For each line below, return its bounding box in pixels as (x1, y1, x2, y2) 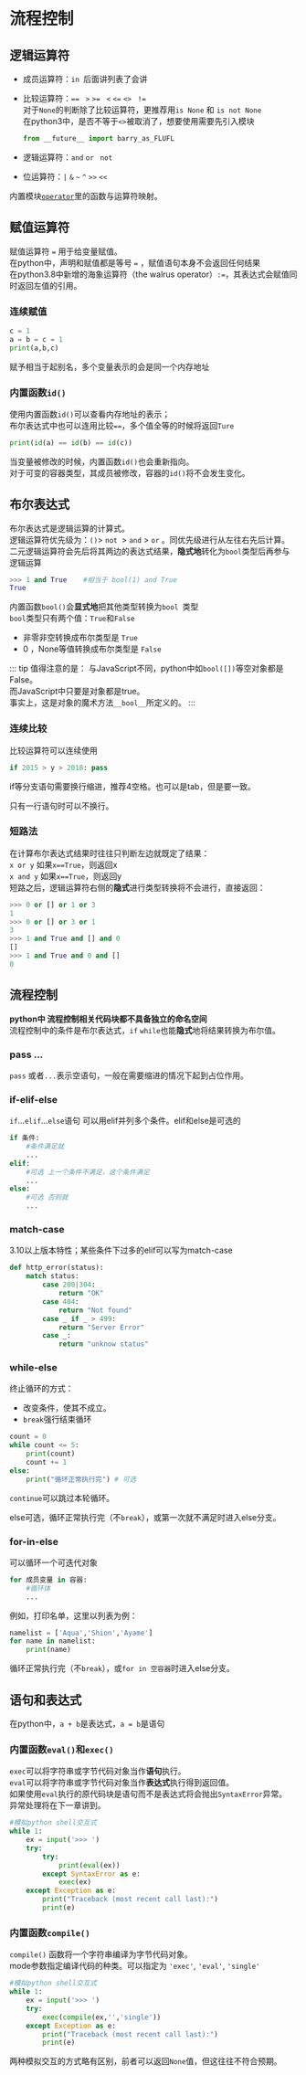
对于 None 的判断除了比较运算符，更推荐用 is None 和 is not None (22, 104, 262, 115)
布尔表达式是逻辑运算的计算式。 (9, 523, 130, 534)
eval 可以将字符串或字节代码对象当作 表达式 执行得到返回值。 (9, 1777, 235, 1788)
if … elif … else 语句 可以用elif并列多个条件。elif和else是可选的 (9, 1116, 242, 1127)
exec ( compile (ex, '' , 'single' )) (42, 2012, 162, 2022)
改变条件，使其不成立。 (22, 1403, 111, 1413)
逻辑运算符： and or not (22, 152, 113, 163)
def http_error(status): (9, 1263, 104, 1273)
